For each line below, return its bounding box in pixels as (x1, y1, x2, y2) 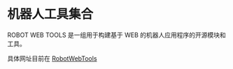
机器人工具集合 (7, 6, 94, 22)
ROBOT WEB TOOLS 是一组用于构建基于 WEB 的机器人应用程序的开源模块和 (7, 31, 226, 39)
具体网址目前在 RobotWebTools (7, 54, 97, 63)
